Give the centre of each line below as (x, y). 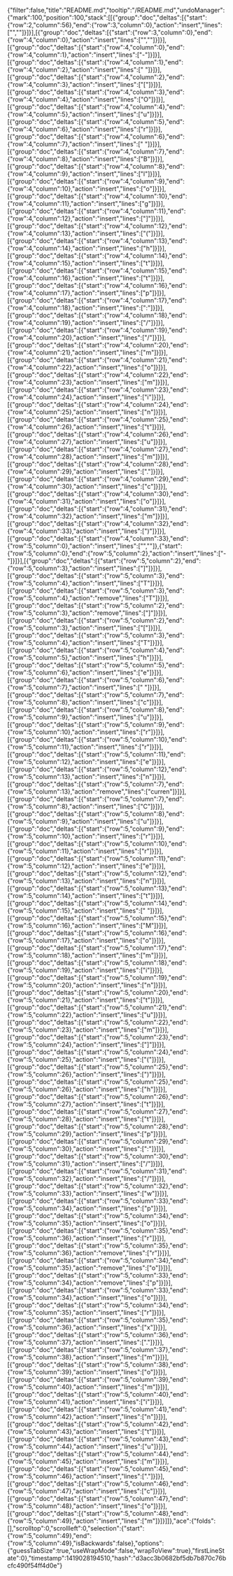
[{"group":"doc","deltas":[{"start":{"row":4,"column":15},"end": (97, 270)
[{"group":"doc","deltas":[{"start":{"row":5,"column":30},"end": (98, 1156)
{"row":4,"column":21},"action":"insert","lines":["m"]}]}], (87, 352)
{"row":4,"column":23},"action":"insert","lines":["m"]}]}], (88, 382)
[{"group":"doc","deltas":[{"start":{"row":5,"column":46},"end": (98, 1484)
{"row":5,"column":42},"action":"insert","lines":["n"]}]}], (87, 1417)
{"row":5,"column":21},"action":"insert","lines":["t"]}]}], (86, 1000)
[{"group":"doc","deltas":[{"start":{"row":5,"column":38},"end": (98, 1364)
